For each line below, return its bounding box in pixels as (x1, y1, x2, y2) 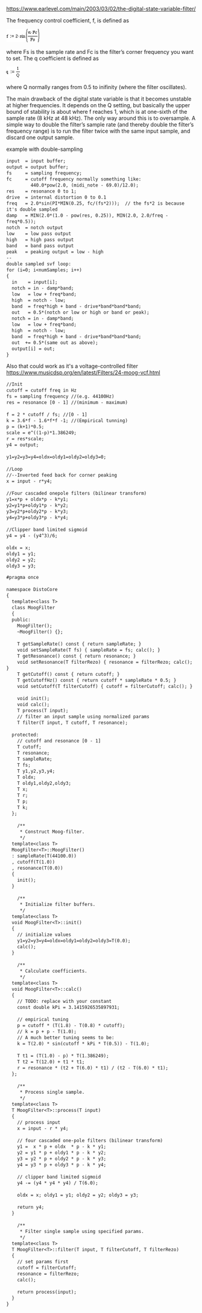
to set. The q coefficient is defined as (6, 55, 99, 62)
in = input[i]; (11, 279, 58, 285)
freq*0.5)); (6, 219, 36, 225)
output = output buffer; (6, 164, 69, 170)
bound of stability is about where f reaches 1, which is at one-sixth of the (6, 108, 188, 115)
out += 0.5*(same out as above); (11, 340, 98, 346)
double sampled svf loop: (6, 261, 71, 267)
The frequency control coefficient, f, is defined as (6, 17, 130, 24)
